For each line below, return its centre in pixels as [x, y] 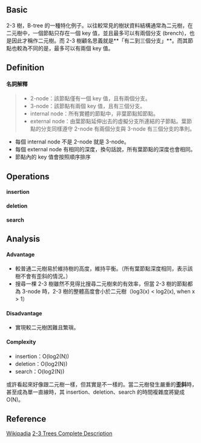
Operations [28, 177]
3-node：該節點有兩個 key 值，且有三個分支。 [88, 106]
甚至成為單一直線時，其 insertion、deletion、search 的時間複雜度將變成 [96, 392]
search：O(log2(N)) [40, 371]
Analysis [23, 239]
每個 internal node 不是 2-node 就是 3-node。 [72, 142]
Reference [26, 419]
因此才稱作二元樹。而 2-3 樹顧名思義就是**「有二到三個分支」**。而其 [100, 40]
